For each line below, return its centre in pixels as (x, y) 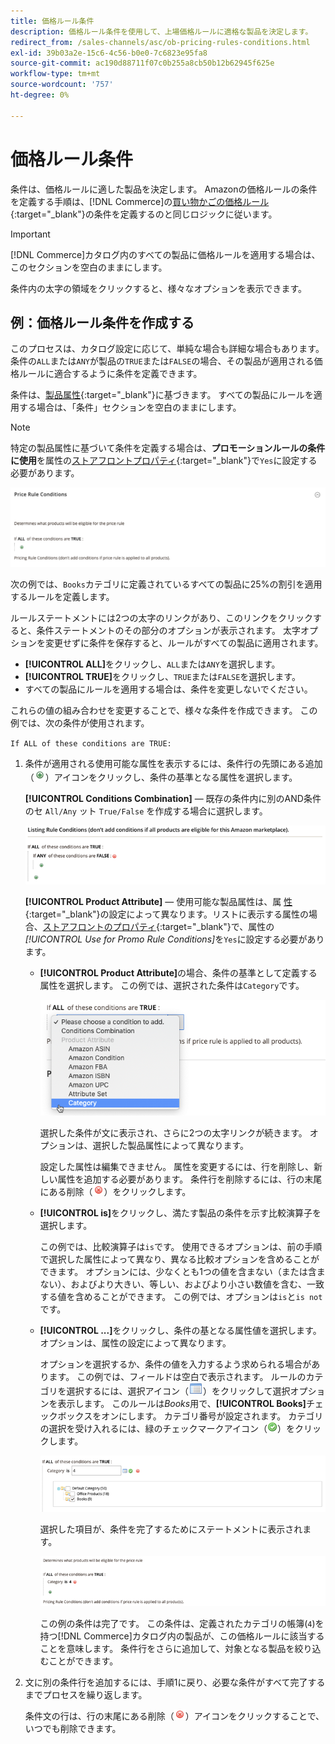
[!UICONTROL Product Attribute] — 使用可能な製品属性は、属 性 (158, 901)
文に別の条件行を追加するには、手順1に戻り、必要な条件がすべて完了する (175, 1682)
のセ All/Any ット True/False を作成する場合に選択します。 (146, 811)
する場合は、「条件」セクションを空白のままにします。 (130, 407)
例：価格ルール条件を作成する (102, 322)
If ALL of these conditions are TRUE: (91, 743)
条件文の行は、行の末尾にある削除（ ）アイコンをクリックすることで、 (174, 1716)
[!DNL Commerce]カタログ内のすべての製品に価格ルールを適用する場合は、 (165, 254)
